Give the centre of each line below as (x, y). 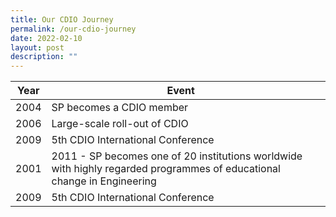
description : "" (44, 57)
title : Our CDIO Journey (62, 19)
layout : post (37, 47)
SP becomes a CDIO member (120, 108)
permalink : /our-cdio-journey (73, 29)
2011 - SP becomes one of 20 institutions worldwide (177, 156)
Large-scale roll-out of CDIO (120, 124)
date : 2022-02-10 (46, 38)
